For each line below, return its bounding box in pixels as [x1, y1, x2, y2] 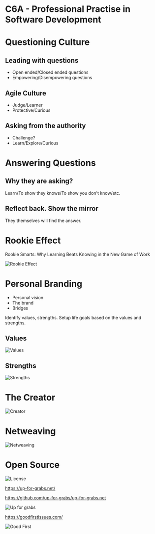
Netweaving [5, 426, 56, 437]
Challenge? [12, 134, 35, 140]
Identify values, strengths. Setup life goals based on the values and [5, 314, 142, 320]
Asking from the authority [5, 122, 86, 130]
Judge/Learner [12, 102, 43, 108]
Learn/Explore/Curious [12, 140, 59, 146]
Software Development [5, 14, 102, 25]
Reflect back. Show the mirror [5, 204, 98, 213]
